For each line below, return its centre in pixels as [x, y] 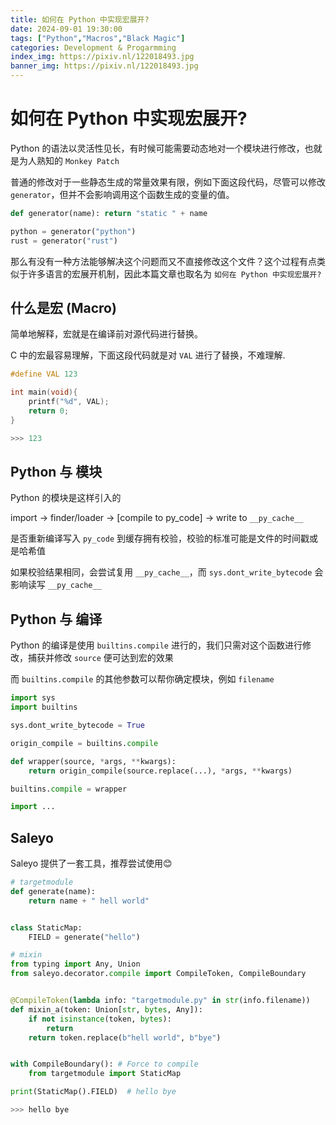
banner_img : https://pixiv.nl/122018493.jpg [104, 66]
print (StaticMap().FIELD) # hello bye [93, 1092]
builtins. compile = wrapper [69, 789]
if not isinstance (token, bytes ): [100, 1019]
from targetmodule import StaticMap [105, 1074]
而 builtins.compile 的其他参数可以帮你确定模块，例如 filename [142, 679]
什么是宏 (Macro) [63, 307]
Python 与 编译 [56, 619]
